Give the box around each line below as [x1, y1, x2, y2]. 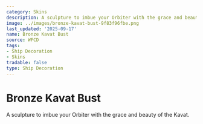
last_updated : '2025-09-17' [6, 25, 77, 32]
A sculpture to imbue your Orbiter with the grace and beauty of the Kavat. [6, 111, 190, 119]
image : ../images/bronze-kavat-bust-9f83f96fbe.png [6, 20, 139, 26]
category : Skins [6, 8, 47, 15]
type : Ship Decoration [6, 65, 63, 71]
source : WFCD [6, 37, 39, 43]
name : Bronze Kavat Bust [6, 31, 69, 38]
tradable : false [6, 59, 47, 65]
